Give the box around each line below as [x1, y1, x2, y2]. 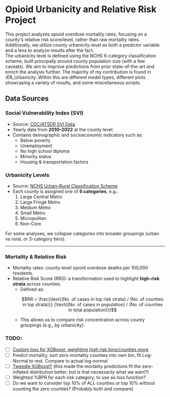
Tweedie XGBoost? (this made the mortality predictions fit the [12, 363, 141, 369]
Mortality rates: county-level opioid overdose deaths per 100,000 [12, 265, 148, 271]
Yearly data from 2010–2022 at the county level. [12, 126, 114, 132]
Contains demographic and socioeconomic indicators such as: [12, 132, 143, 138]
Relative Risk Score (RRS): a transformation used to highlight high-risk [12, 275, 160, 282]
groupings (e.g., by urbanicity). [20, 322, 85, 328]
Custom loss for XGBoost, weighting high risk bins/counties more [12, 346, 149, 352]
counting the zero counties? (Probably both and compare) [12, 385, 134, 391]
